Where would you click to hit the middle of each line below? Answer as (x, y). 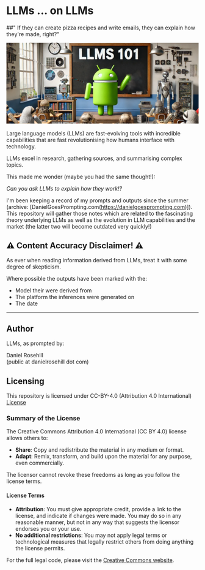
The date (27, 303)
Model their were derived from (53, 291)
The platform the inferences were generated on (75, 297)
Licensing (25, 381)
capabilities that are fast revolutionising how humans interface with (91, 140)
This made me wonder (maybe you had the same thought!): (81, 177)
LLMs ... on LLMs (50, 11)
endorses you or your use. (48, 528)
